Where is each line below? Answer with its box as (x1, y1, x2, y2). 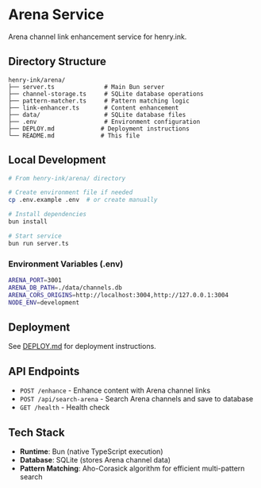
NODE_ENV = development (8, 298, 80, 307)
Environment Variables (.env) (8, 258, 124, 269)
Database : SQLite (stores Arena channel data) (19, 455, 171, 464)
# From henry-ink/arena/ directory (8, 174, 126, 182)
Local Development (8, 153, 106, 167)
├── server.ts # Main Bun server (8, 83, 165, 91)
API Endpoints (8, 364, 80, 378)
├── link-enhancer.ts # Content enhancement (8, 103, 179, 112)
